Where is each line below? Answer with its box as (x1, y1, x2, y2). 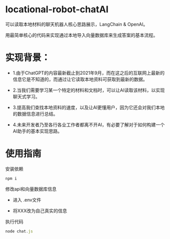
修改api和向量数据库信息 (5, 186, 57, 192)
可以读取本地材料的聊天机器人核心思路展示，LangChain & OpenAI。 (5, 21, 148, 27)
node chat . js (5, 229, 33, 234)
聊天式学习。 (12, 93, 40, 99)
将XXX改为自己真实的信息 (12, 207, 68, 213)
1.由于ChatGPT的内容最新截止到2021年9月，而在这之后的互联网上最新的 (12, 70, 165, 76)
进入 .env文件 (12, 197, 41, 203)
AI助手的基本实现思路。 (12, 128, 62, 134)
